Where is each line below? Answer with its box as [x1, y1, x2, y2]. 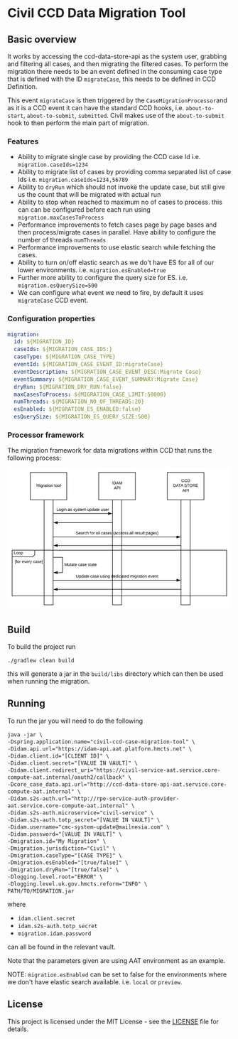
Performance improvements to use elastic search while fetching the [17, 243, 216, 252]
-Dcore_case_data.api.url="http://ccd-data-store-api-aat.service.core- [7, 780, 227, 788]
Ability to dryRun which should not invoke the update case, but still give [17, 183, 225, 191]
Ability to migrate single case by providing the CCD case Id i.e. [17, 153, 201, 161]
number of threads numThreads [17, 236, 107, 244]
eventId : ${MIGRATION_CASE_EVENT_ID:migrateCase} [13, 361, 163, 368]
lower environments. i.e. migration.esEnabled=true [17, 266, 166, 274]
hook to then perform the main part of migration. [7, 119, 149, 127]
